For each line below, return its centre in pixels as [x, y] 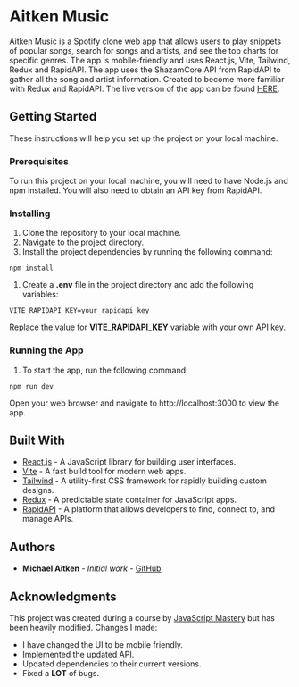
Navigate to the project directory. [83, 242]
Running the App [46, 350]
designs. [38, 490]
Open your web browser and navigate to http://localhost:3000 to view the [144, 403]
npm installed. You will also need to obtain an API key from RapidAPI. [136, 190]
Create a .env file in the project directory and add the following [138, 285]
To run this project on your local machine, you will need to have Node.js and [149, 181]
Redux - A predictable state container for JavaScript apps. [129, 500]
